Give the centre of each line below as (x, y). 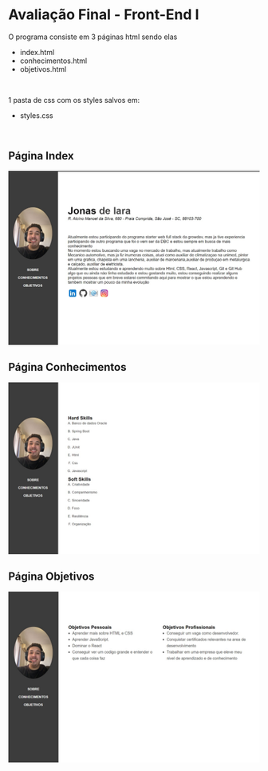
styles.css (36, 115)
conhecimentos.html (53, 61)
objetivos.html (43, 69)
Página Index (41, 156)
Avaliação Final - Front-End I (104, 15)
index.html (37, 52)
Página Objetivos (51, 577)
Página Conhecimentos (67, 367)
